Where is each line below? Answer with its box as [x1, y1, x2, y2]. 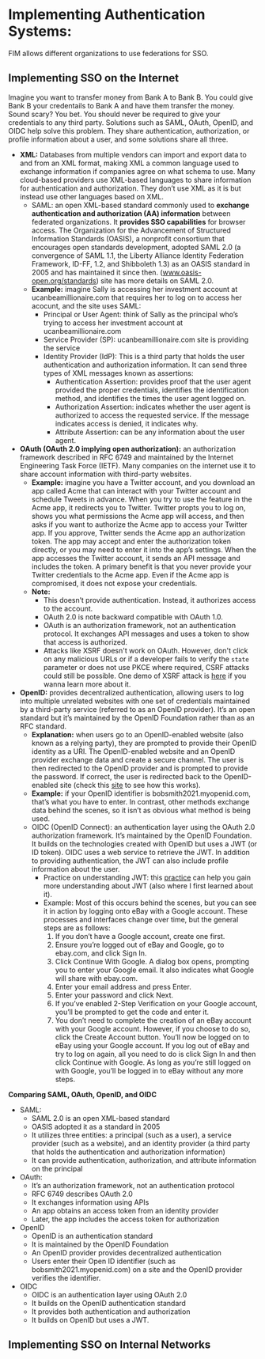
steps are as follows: [43, 923, 111, 933]
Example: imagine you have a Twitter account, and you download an [31, 477, 256, 487]
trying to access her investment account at [43, 318, 184, 327]
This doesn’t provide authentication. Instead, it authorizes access [43, 595, 256, 604]
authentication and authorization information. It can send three [43, 360, 248, 369]
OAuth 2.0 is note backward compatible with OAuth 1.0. [43, 611, 224, 622]
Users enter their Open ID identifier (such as [31, 1256, 176, 1266]
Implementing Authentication [8, 6, 206, 24]
